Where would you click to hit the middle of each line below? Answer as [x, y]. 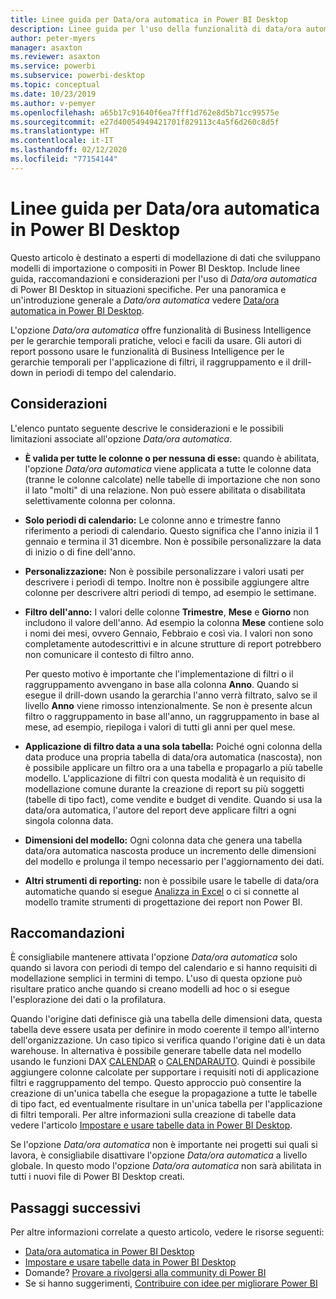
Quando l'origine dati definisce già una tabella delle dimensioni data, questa [166, 1019]
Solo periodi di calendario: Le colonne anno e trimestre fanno [152, 520]
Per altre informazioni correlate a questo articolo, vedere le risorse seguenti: [167, 1232]
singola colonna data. [69, 820]
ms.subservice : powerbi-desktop [77, 76]
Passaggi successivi [76, 1207]
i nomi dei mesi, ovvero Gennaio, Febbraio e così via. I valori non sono [168, 633]
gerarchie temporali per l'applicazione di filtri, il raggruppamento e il [150, 362]
